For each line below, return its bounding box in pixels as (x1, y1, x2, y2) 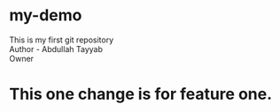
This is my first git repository (9, 34, 114, 45)
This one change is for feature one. (9, 85, 273, 104)
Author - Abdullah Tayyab (9, 43, 104, 54)
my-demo (9, 5, 82, 26)
